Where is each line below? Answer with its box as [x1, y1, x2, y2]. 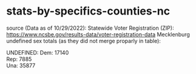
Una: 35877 [6, 62, 36, 69]
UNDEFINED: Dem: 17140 [6, 49, 69, 56]
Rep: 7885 [6, 55, 32, 62]
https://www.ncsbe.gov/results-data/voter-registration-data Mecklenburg [6, 30, 190, 38]
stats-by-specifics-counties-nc [6, 4, 171, 18]
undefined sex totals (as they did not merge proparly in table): [6, 37, 161, 44]
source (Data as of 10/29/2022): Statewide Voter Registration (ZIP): [6, 24, 174, 32]
